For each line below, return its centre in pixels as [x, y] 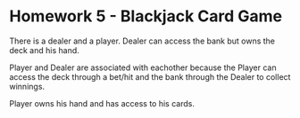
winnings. [27, 86]
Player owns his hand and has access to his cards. [102, 103]
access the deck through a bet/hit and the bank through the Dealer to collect [150, 76]
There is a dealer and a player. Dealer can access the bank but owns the [142, 41]
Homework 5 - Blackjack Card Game [146, 16]
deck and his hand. [45, 50]
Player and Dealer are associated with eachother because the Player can [143, 67]
